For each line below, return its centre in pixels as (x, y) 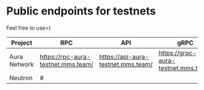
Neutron (21, 78)
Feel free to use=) (29, 28)
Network (22, 64)
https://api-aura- (124, 57)
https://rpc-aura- (65, 57)
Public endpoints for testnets (81, 11)
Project (22, 42)
